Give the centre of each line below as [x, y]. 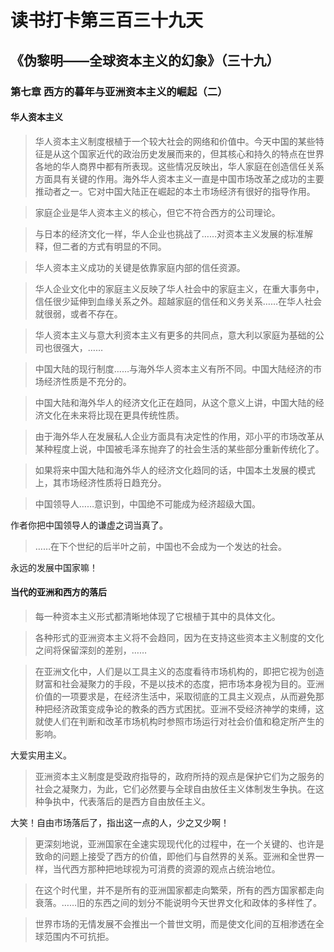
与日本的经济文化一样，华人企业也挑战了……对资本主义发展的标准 [169, 233]
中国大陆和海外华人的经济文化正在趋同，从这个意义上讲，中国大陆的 [175, 402]
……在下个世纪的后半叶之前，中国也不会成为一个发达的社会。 [160, 546]
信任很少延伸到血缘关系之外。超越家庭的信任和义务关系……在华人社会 [178, 301]
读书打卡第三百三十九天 [107, 20]
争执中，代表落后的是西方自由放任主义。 [127, 801]
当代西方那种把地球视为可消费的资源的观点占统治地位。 [166, 868]
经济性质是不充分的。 [87, 381]
